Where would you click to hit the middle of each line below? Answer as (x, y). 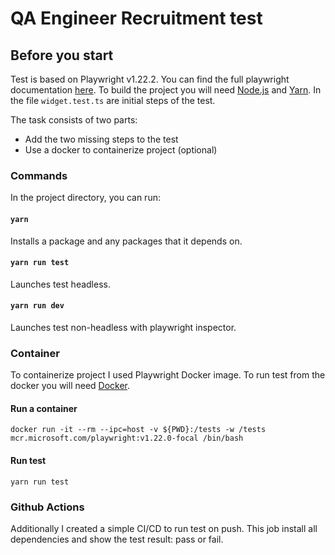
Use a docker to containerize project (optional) (121, 150)
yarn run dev (37, 306)
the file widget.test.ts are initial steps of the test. (113, 100)
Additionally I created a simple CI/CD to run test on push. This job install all (164, 528)
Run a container (44, 408)
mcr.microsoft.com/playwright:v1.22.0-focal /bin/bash (127, 438)
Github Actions (47, 507)
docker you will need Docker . (70, 386)
